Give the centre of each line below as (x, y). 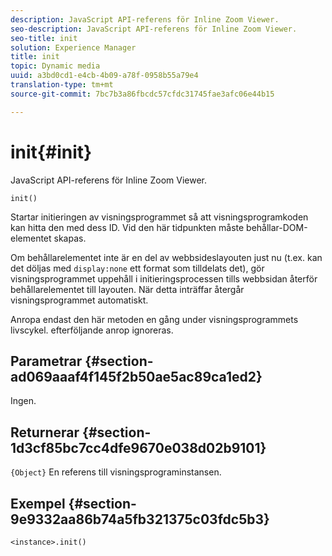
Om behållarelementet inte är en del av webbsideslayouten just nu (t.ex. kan (166, 257)
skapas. (70, 238)
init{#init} (51, 152)
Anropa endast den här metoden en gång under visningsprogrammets (154, 319)
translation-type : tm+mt (62, 85)
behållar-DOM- (277, 227)
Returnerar (45, 432)
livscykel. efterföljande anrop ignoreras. (92, 330)
